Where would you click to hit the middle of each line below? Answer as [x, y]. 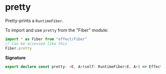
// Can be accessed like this [36, 44]
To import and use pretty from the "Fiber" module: [57, 30]
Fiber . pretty [19, 48]
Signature [16, 57]
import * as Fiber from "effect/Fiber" [46, 39]
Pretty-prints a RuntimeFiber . [34, 21]
